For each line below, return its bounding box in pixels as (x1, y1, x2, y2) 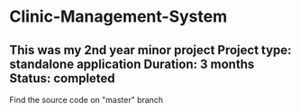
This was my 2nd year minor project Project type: (9, 42, 292, 58)
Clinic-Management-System (9, 6, 228, 27)
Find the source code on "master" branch (9, 95, 164, 105)
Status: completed (9, 70, 115, 86)
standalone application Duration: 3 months (9, 56, 255, 71)
